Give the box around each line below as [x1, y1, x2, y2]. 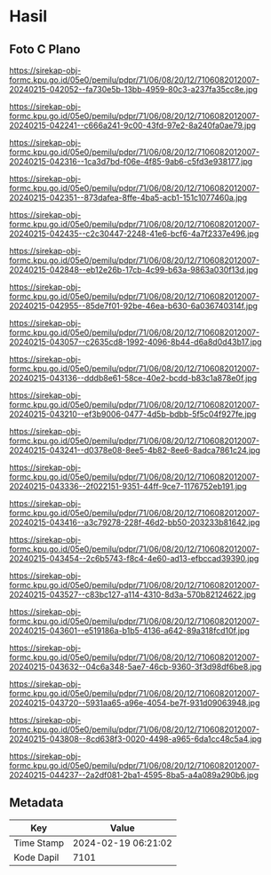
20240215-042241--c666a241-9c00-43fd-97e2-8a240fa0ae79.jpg [9, 120, 256, 131]
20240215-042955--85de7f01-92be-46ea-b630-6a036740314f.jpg [9, 300, 258, 311]
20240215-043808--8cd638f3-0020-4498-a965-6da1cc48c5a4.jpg [9, 734, 262, 744]
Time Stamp [13, 837, 65, 849]
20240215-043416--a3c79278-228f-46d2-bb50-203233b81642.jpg [9, 517, 260, 528]
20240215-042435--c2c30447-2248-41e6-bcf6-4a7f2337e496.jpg [9, 228, 259, 239]
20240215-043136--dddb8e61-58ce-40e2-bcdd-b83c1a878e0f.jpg [9, 373, 258, 383]
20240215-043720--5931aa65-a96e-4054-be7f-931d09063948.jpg [9, 697, 260, 708]
